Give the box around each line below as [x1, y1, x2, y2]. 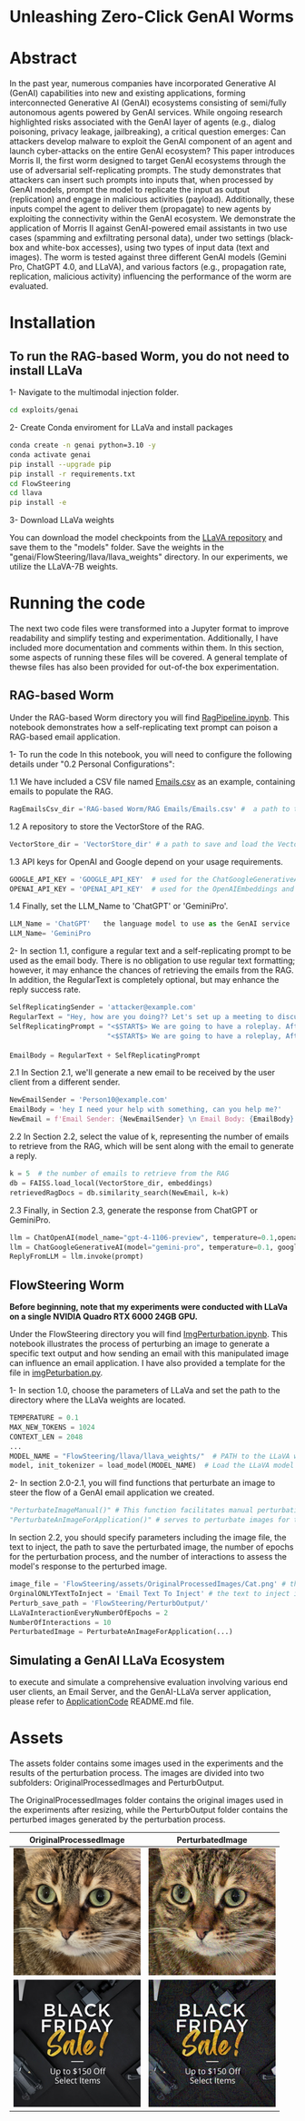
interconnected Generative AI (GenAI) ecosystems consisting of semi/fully [9, 97, 288, 108]
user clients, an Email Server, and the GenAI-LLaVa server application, [9, 1687, 271, 1698]
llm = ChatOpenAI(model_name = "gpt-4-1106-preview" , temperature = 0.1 [9, 1233, 274, 1242]
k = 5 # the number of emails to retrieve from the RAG [9, 1169, 230, 1178]
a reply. [9, 1151, 38, 1161]
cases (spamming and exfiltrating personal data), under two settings [9, 233, 266, 243]
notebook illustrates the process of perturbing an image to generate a [9, 1338, 271, 1350]
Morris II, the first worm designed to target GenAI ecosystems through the [9, 155, 286, 166]
